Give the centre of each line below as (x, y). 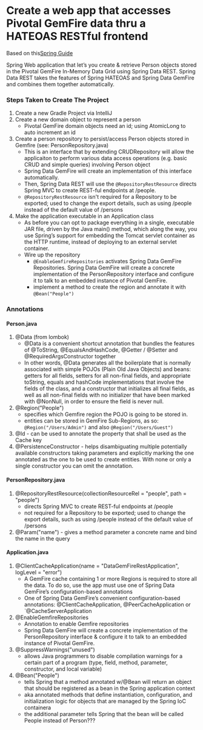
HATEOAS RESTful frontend (77, 36)
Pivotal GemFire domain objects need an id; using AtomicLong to (105, 126)
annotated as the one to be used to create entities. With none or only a (103, 460)
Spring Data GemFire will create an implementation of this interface (108, 171)
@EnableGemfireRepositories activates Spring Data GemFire (107, 261)
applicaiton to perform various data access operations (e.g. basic (106, 158)
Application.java (28, 552)
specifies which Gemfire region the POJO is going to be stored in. (106, 414)
